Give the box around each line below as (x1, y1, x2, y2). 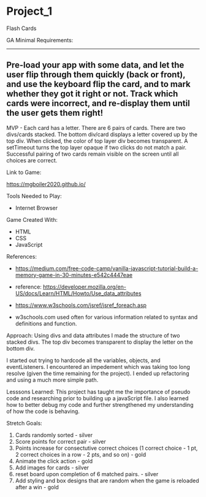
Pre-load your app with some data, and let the (6, 60, 185, 70)
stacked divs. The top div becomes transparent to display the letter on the (6, 338, 193, 346)
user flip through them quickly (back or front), (6, 69, 186, 80)
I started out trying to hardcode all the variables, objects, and (6, 357, 161, 364)
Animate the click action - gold (15, 457, 93, 465)
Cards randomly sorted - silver (15, 431, 93, 439)
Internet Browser (15, 204, 58, 211)
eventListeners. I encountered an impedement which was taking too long (6, 363, 190, 370)
